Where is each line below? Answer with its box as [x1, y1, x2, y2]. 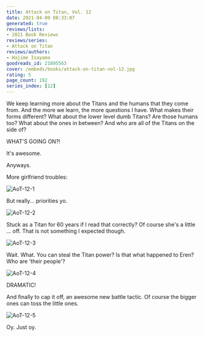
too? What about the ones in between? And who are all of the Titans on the [6, 119, 195, 126]
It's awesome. [6, 150, 42, 157]
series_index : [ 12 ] [6, 83, 56, 89]
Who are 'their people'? [6, 258, 65, 265]
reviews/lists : [6, 26, 45, 32]
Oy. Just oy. [6, 324, 37, 331]
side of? [6, 126, 27, 133]
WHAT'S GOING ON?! [6, 138, 61, 145]
